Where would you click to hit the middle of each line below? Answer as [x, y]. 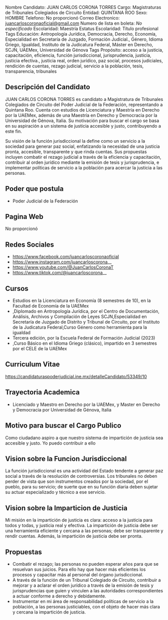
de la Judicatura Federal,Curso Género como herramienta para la [79, 327]
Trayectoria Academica [43, 392]
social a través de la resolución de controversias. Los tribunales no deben [81, 476]
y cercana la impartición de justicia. [49, 612]
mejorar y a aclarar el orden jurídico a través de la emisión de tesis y [83, 585]
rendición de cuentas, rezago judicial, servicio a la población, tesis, [74, 66]
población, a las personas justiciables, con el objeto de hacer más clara [86, 606]
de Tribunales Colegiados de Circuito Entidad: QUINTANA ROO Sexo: [76, 13]
